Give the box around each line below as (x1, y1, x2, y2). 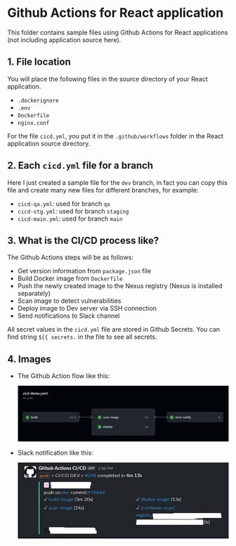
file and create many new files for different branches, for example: (7, 186, 199, 194)
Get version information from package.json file (17, 267, 152, 275)
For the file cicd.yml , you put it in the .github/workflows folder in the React (7, 131, 223, 140)
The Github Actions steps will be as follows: (7, 253, 133, 261)
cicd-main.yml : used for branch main (17, 214, 123, 223)
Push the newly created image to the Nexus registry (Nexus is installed (17, 282, 223, 290)
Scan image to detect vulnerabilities (17, 297, 122, 305)
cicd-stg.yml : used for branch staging (17, 207, 129, 215)
